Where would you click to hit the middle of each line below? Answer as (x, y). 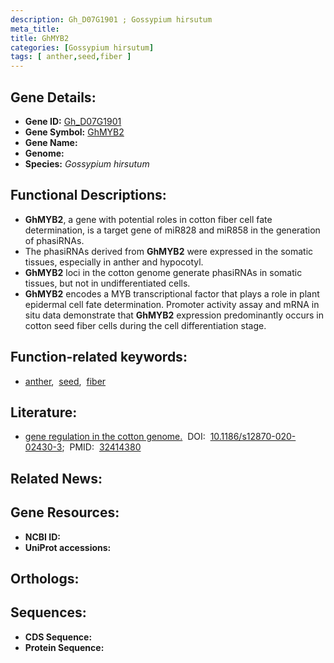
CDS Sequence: (58, 637)
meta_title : (35, 29)
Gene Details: (53, 97)
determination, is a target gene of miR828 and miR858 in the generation (172, 230)
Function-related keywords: (99, 357)
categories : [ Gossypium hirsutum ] (82, 47)
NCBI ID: (43, 537)
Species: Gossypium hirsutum (87, 163)
